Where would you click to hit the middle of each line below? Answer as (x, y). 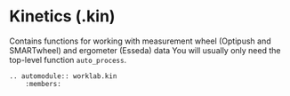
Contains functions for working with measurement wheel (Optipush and (140, 41)
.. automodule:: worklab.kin (63, 76)
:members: (44, 84)
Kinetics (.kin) (62, 16)
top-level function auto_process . (68, 60)
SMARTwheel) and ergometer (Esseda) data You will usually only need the (145, 50)
